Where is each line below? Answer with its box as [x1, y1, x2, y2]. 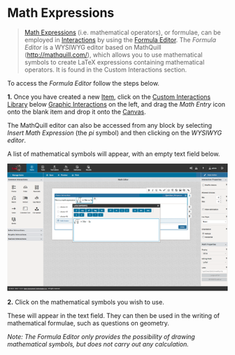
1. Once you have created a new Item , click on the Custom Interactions [7, 93, 211, 101]
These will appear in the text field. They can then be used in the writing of [7, 311, 220, 320]
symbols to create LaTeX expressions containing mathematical [24, 58, 205, 66]
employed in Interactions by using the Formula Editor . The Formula [24, 35, 217, 43]
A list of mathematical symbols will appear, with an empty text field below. [7, 149, 220, 158]
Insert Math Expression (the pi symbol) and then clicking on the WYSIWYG [7, 128, 222, 137]
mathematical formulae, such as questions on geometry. [7, 319, 170, 327]
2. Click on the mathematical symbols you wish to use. [7, 297, 164, 306]
